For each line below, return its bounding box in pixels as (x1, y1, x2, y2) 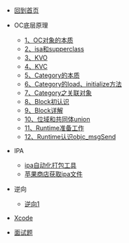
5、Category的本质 (24, 71, 80, 79)
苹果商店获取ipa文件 (24, 170, 83, 178)
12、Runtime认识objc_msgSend (24, 133, 116, 140)
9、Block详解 (24, 106, 63, 114)
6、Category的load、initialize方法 (24, 80, 123, 88)
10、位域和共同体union (24, 115, 90, 123)
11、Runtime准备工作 (24, 124, 84, 132)
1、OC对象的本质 (24, 36, 74, 44)
